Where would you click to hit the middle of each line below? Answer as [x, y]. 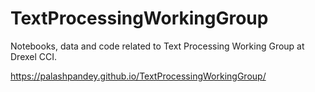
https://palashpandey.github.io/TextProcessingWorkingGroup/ [138, 76]
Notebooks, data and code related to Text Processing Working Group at [157, 46]
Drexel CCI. [34, 56]
